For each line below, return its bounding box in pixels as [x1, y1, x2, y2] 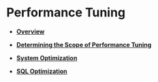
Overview [16, 27, 45, 36]
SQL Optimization [16, 67, 67, 75]
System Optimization [16, 53, 78, 62]
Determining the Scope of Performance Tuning [16, 40, 152, 49]
